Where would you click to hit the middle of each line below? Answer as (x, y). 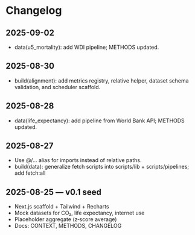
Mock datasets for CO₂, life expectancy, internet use (79, 213)
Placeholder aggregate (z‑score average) (66, 219)
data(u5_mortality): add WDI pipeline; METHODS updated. (87, 47)
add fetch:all (30, 173)
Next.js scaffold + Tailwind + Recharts (62, 207)
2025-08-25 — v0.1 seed (54, 192)
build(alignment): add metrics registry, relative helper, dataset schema (101, 80)
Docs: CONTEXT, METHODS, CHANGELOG (68, 226)
